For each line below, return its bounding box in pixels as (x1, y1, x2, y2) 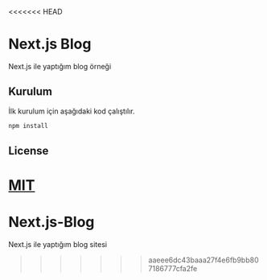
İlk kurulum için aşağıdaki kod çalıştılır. (8, 106, 135, 116)
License (8, 144, 49, 158)
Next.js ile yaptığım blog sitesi (8, 240, 107, 249)
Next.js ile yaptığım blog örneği (8, 61, 112, 71)
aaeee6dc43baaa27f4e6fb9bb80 (148, 255, 259, 265)
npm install (8, 121, 48, 130)
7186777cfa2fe (148, 264, 198, 274)
